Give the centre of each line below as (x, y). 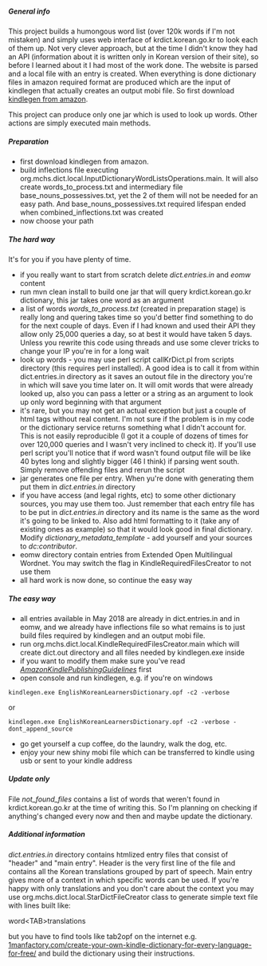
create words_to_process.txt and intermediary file (101, 187)
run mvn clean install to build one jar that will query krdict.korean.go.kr (135, 291)
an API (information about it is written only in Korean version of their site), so (133, 57)
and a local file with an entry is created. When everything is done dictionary (132, 73)
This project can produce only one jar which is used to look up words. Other (133, 114)
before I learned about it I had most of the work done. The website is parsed (133, 65)
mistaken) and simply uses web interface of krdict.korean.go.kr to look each (133, 39)
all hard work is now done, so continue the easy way (106, 580)
